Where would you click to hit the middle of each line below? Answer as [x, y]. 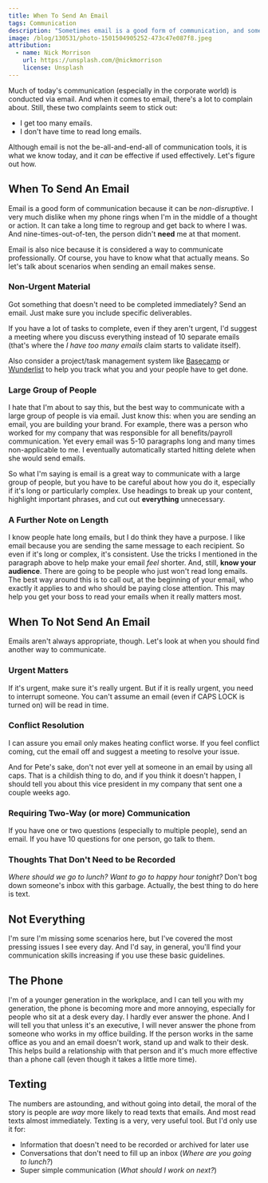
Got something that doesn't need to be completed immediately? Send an [127, 304]
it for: [17, 1129]
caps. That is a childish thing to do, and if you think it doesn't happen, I [124, 775]
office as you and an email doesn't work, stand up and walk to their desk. [128, 1042]
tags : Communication [43, 23]
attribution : [30, 46]
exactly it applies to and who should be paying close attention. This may [127, 588]
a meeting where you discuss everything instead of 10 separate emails [124, 337]
